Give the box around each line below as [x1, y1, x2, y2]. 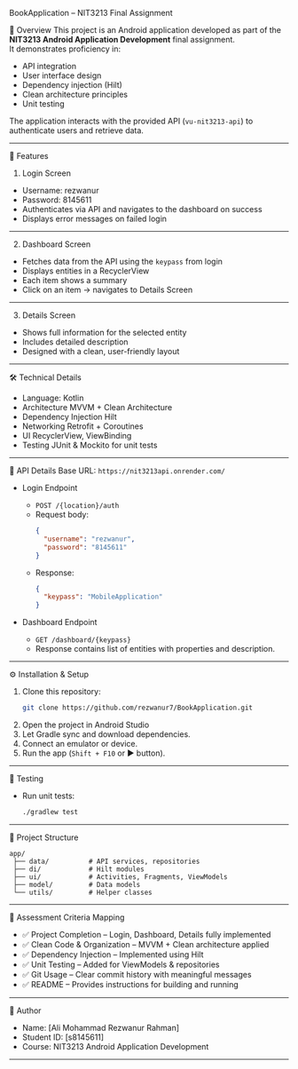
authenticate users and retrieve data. [9, 125, 145, 136]
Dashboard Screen [21, 239, 91, 249]
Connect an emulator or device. [21, 739, 138, 748]
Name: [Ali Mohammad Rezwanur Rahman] [21, 1022, 180, 1033]
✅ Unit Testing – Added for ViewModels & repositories [21, 959, 220, 970]
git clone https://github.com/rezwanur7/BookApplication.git [21, 703, 254, 713]
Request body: [35, 510, 89, 519]
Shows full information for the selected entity [21, 328, 187, 337]
